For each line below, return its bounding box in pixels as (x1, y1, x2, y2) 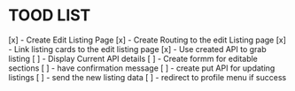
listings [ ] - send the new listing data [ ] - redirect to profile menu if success (8, 72, 287, 82)
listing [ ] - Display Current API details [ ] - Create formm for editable (8, 53, 259, 64)
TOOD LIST (8, 5, 91, 26)
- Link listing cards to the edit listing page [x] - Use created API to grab (8, 43, 267, 54)
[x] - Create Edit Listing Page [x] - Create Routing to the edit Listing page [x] (8, 34, 287, 45)
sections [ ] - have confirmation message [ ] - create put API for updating (8, 63, 276, 73)
